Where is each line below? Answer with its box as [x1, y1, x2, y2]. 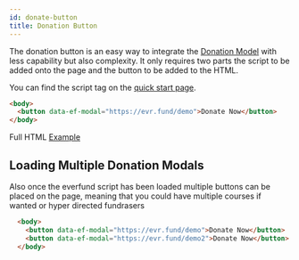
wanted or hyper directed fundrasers [9, 199, 145, 210]
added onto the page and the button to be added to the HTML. [9, 64, 239, 76]
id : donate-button [9, 12, 78, 22]
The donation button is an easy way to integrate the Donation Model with [9, 45, 277, 56]
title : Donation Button [9, 21, 98, 30]
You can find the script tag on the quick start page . [9, 82, 196, 93]
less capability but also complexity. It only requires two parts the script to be [9, 55, 290, 66]
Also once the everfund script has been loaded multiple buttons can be [9, 181, 270, 191]
